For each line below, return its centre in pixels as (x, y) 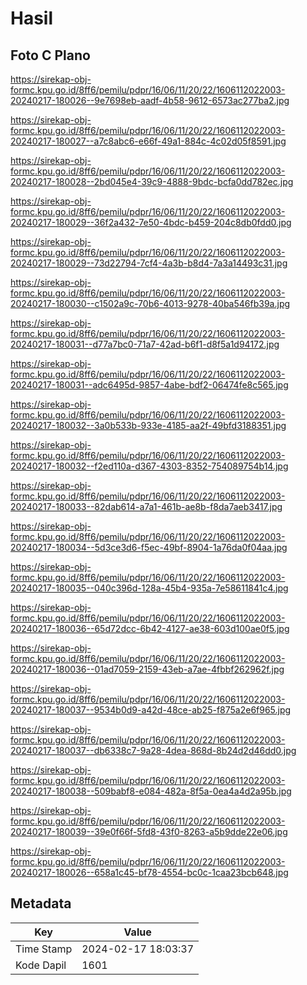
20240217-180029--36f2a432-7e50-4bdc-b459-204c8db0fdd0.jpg (151, 222)
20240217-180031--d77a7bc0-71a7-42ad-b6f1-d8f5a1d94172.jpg (145, 344)
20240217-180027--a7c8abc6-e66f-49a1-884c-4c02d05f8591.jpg (148, 141)
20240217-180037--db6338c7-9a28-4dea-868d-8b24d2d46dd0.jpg (153, 750)
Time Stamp (44, 949)
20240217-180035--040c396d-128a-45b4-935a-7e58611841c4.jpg (149, 588)
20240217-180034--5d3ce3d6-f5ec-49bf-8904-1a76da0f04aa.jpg (149, 547)
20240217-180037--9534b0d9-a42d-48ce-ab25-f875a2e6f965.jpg (151, 710)
